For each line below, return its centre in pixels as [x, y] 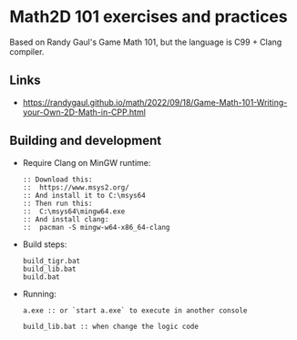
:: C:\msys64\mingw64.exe [74, 211]
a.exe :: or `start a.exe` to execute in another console [135, 310]
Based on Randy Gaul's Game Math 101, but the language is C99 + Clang [146, 42]
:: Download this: [57, 180]
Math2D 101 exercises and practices [149, 17]
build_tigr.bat [51, 261]
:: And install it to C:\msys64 [84, 195]
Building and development [86, 141]
